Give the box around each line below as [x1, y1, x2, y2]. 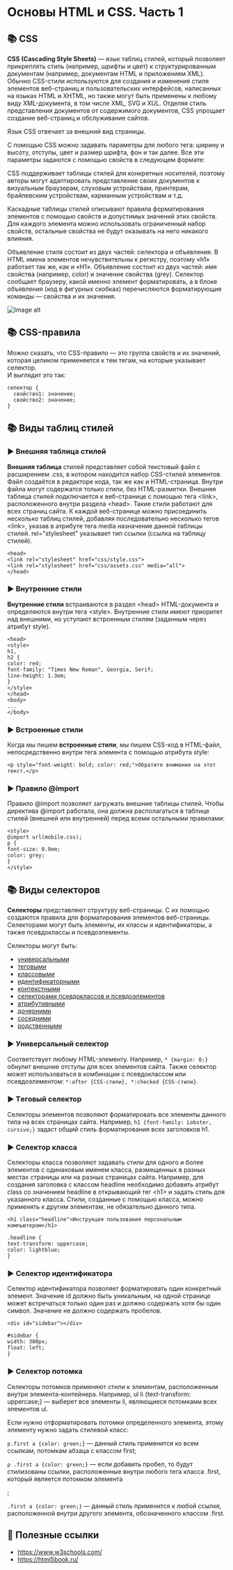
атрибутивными [17, 999, 65, 1008]
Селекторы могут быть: [7, 942, 78, 950]
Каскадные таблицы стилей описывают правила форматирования [7, 205, 204, 213]
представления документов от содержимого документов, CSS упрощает [7, 106, 225, 115]
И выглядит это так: [7, 370, 66, 379]
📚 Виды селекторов [7, 884, 101, 896]
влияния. [7, 235, 34, 242]
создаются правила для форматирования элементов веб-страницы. [7, 913, 211, 922]
